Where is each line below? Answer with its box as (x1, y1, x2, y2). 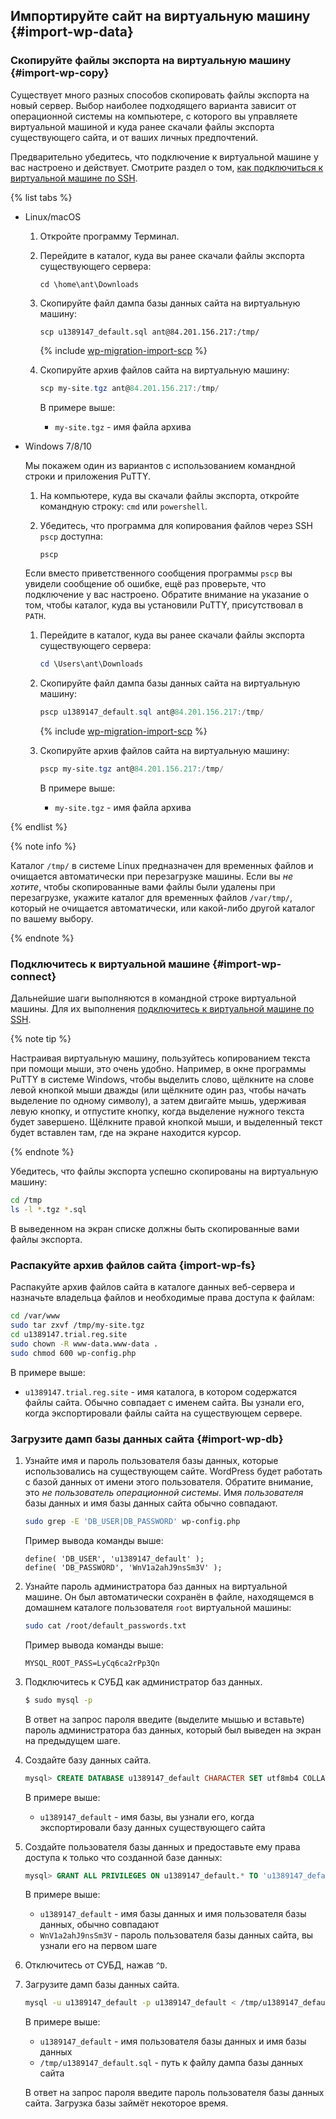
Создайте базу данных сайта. (24, 1754, 152, 1766)
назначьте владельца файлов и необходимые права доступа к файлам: (10, 1292, 315, 1304)
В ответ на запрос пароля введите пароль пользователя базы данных (24, 2087, 325, 2099)
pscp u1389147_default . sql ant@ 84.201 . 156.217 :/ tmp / (39, 707, 265, 718)
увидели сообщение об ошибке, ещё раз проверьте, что (24, 578, 267, 590)
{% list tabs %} (10, 191, 73, 203)
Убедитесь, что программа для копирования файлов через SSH (39, 519, 313, 531)
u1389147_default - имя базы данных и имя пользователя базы (39, 1908, 307, 1920)
